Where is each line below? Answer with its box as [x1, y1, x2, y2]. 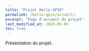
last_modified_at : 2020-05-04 [5, 21, 69, 27]
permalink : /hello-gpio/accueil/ [5, 12, 75, 17]
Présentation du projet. [5, 40, 53, 46]
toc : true [5, 26, 26, 31]
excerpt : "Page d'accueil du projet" [5, 17, 84, 22]
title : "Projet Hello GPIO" [5, 7, 64, 13]
